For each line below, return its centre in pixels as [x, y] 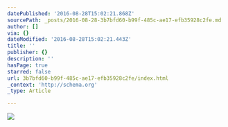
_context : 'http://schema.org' [52, 85]
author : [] [23, 26]
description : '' [30, 59]
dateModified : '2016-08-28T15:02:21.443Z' [69, 40]
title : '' [21, 46]
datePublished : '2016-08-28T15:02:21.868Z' [71, 14]
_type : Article [29, 91]
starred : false [29, 71]
